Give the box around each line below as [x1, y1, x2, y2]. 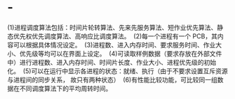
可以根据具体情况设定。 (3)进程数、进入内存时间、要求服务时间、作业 [13, 40, 216, 49]
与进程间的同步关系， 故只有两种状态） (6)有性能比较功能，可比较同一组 [7, 75, 217, 84]
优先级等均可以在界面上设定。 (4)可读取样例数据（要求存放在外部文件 [19, 49, 222, 58]
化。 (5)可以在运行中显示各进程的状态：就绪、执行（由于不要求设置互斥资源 [7, 66, 228, 75]
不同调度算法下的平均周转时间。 [19, 84, 112, 93]
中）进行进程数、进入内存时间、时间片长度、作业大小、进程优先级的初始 [7, 58, 216, 66]
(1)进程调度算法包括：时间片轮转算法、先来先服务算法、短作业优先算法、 [7, 23, 217, 31]
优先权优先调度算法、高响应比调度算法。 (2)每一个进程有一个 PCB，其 [13, 31, 217, 40]
